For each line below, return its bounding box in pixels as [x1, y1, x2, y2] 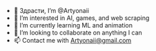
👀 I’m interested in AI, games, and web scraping [13, 14, 150, 22]
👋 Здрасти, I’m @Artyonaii [13, 7, 90, 14]
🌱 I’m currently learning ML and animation [13, 21, 133, 29]
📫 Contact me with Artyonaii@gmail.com [13, 37, 132, 44]
